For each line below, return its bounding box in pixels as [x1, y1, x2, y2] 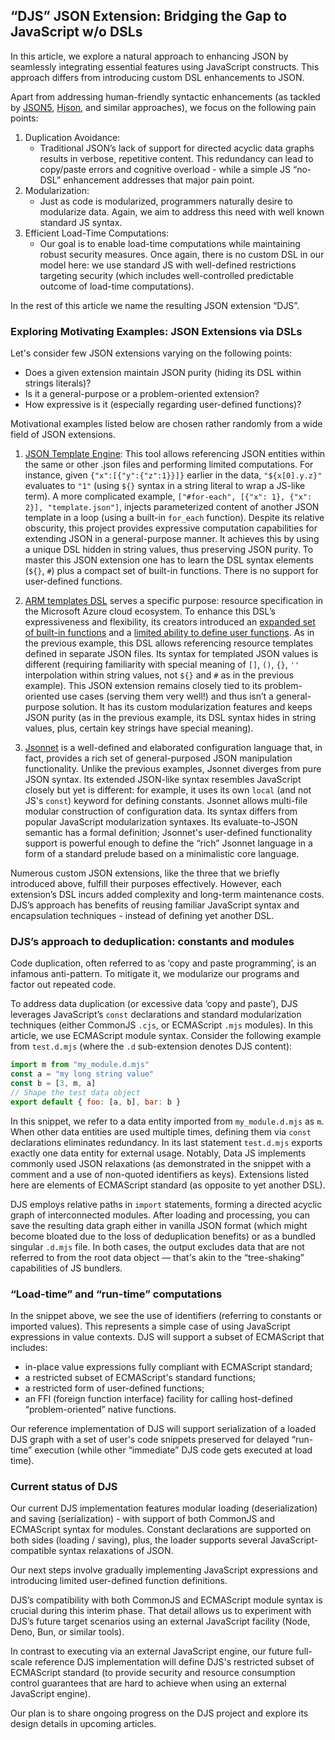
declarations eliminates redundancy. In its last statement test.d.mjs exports [10, 1136, 323, 1148]
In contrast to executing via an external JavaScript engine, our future [10, 1645, 294, 1658]
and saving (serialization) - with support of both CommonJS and [10, 1513, 276, 1525]
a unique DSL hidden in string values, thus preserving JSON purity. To [24, 544, 314, 556]
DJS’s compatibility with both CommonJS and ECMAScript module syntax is [10, 1594, 323, 1606]
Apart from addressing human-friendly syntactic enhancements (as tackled [10, 90, 321, 103]
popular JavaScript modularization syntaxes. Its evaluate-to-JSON [24, 816, 298, 828]
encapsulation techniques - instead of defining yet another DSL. [10, 910, 275, 922]
